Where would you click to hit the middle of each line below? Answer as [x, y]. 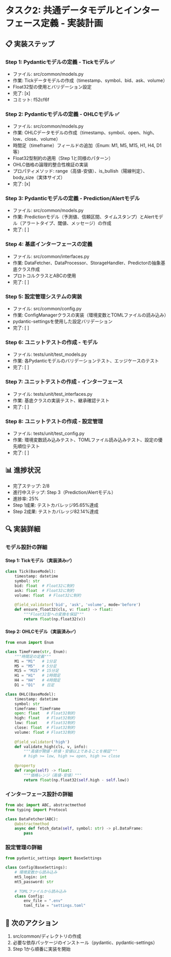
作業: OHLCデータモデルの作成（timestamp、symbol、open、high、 [85, 133]
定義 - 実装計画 [72, 23]
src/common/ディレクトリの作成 [47, 936]
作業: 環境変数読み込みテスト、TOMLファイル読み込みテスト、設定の [85, 440]
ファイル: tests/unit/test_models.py [50, 354]
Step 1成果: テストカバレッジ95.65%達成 [56, 505]
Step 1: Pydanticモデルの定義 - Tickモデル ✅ [60, 62]
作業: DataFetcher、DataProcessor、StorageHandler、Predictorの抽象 [87, 263]
